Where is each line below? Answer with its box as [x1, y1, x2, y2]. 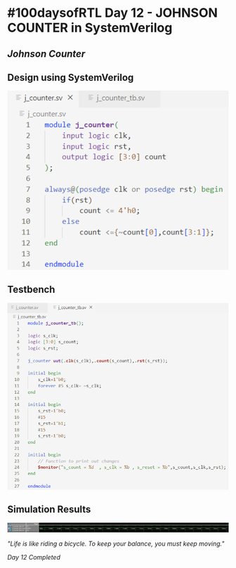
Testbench [7, 284, 55, 296]
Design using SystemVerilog [7, 72, 134, 84]
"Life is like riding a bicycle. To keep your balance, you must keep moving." [7, 539, 225, 548]
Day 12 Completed [7, 553, 61, 562]
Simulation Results [7, 503, 91, 515]
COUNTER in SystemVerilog [7, 20, 173, 36]
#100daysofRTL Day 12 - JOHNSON [7, 5, 218, 21]
